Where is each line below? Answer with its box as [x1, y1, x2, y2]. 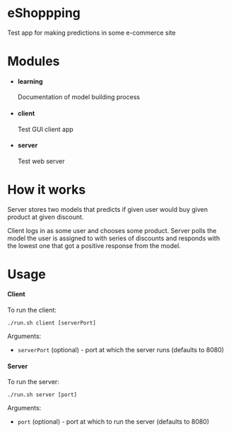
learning [17, 77, 44, 86]
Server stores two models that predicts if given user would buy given [7, 205, 208, 213]
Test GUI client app [17, 125, 74, 133]
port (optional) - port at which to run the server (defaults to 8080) [17, 417, 210, 426]
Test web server [17, 157, 65, 165]
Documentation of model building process [17, 93, 140, 101]
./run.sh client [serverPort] [7, 320, 97, 327]
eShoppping [7, 5, 81, 21]
